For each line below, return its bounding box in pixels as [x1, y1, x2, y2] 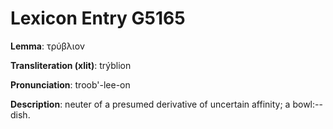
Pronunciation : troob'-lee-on [10, 78, 131, 91]
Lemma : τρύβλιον [10, 40, 86, 52]
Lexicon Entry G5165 [10, 7, 186, 30]
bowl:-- [292, 98, 323, 110]
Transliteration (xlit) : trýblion [10, 59, 132, 71]
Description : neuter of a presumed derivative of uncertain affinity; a [10, 98, 291, 110]
